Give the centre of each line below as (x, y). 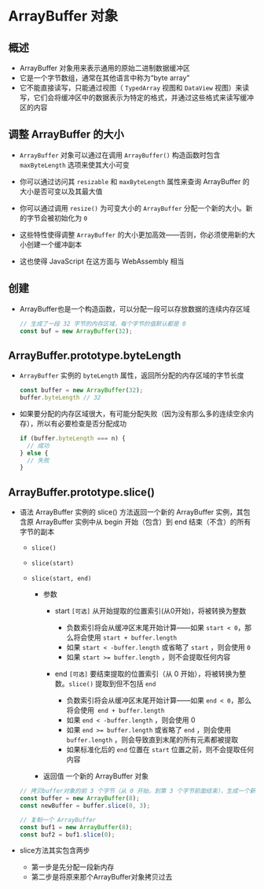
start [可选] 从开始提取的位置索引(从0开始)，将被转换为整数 (150, 611)
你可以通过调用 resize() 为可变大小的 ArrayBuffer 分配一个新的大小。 (132, 208)
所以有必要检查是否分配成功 (82, 423)
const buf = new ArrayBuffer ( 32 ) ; (76, 331)
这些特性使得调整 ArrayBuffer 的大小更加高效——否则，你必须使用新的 (134, 234)
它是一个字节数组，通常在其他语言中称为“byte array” (104, 78)
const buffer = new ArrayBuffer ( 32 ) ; (81, 390)
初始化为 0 (71, 218)
